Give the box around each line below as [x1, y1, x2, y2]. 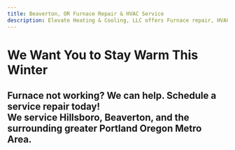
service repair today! [7, 101, 100, 113]
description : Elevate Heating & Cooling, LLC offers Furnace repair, [7, 17, 215, 24]
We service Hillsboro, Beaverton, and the [7, 111, 190, 123]
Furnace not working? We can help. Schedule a [7, 90, 217, 102]
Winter [7, 62, 48, 78]
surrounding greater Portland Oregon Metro [7, 123, 202, 135]
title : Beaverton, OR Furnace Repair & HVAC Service [7, 10, 164, 18]
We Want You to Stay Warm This [7, 47, 199, 63]
